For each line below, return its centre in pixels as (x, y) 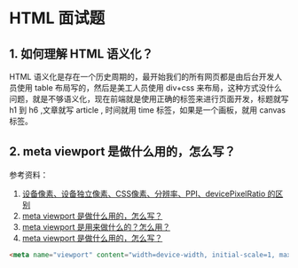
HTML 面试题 (57, 18)
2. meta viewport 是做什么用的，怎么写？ (123, 152)
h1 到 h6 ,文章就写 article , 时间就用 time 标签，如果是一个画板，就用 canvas (148, 110)
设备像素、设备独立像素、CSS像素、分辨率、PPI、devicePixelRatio (144, 193)
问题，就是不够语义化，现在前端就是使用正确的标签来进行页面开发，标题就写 (149, 99)
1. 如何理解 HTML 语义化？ (81, 54)
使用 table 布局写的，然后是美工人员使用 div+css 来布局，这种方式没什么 (149, 88)
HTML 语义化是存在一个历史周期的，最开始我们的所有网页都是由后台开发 (142, 77)
